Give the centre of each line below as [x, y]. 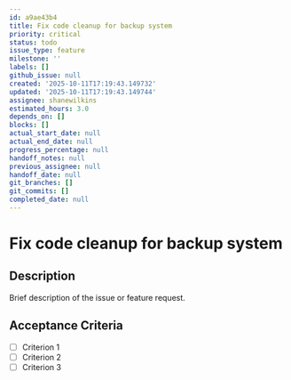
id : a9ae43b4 [33, 17]
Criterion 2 [42, 357]
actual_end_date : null [51, 141]
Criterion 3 [42, 367]
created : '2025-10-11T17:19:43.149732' [83, 84]
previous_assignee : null [55, 166]
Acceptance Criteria [66, 326]
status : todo [33, 42]
